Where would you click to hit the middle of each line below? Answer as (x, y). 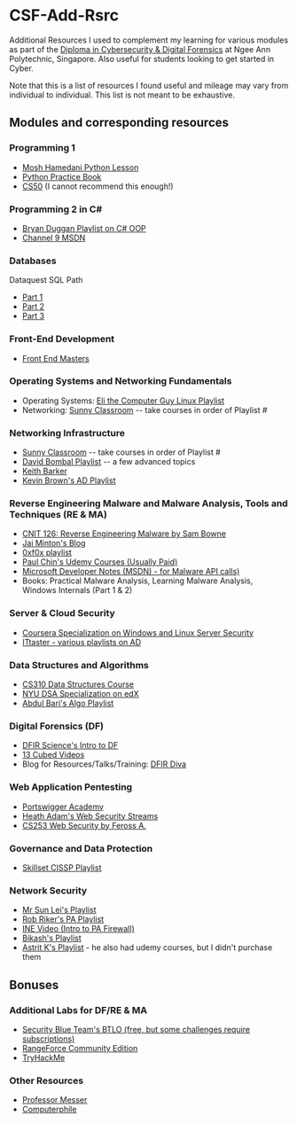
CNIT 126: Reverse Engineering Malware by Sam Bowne (124, 534)
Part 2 (33, 307)
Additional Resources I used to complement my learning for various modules (149, 40)
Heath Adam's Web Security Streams (90, 815)
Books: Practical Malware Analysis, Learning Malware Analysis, (137, 581)
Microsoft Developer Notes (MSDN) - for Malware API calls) (131, 572)
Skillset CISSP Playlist (62, 867)
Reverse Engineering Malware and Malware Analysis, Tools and (148, 503)
